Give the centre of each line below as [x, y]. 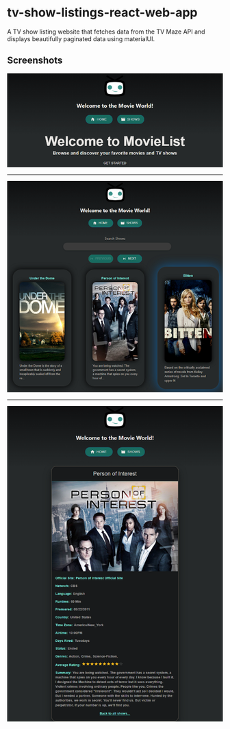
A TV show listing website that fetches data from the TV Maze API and [106, 32]
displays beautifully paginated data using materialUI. [81, 38]
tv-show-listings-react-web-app [102, 13]
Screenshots [35, 61]
